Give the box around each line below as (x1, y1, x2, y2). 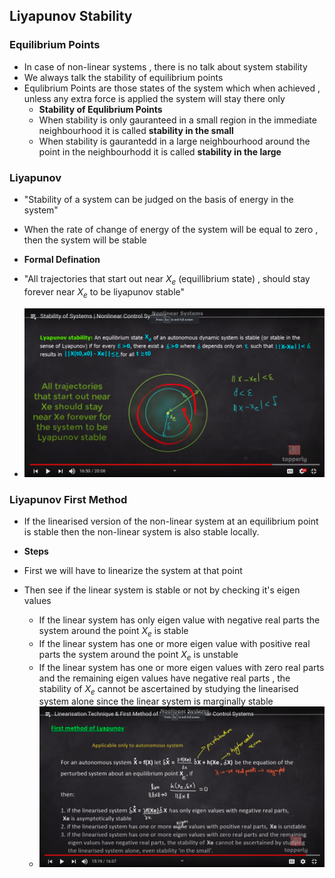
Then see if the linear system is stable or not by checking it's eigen (23, 584, 301, 596)
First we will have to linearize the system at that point (23, 564, 243, 576)
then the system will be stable (23, 234, 147, 246)
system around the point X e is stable (38, 624, 189, 639)
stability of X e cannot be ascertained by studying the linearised (38, 682, 299, 697)
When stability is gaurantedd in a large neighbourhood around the (38, 135, 311, 147)
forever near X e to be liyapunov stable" (23, 285, 185, 300)
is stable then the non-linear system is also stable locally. (23, 525, 260, 538)
